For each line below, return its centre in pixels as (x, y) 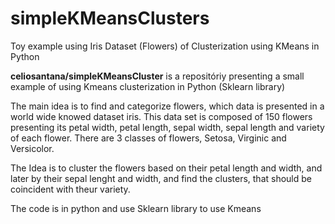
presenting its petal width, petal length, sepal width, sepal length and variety (167, 127)
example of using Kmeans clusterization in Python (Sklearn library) (148, 86)
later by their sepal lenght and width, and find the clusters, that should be (161, 178)
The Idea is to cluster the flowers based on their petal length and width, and (166, 168)
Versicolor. (32, 148)
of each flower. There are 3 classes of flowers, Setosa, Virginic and (148, 138)
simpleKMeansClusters (110, 18)
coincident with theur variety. (70, 189)
